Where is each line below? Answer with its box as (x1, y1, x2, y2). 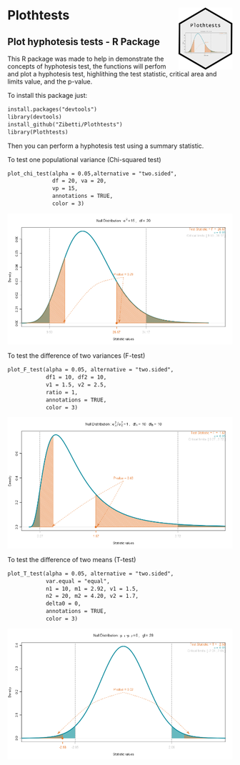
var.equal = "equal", (45, 577, 111, 585)
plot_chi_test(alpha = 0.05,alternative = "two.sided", (7, 170, 177, 177)
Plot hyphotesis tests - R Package (7, 36, 161, 48)
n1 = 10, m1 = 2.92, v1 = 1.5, (45, 585, 139, 592)
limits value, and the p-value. (7, 77, 93, 86)
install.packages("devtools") (7, 106, 98, 113)
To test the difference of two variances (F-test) (7, 351, 146, 360)
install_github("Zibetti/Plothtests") (7, 121, 123, 128)
